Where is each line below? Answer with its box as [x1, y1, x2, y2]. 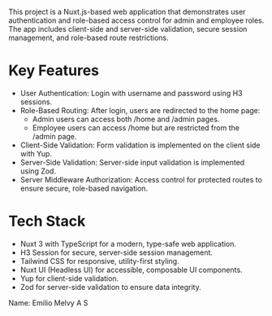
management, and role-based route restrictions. [8, 33, 169, 42]
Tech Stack [8, 212, 86, 230]
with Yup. [19, 148, 53, 158]
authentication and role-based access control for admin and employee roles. [8, 15, 265, 25]
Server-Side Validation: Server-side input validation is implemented [19, 157, 245, 167]
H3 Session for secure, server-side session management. [19, 248, 214, 257]
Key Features [8, 61, 100, 80]
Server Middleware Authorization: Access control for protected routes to [19, 174, 262, 184]
